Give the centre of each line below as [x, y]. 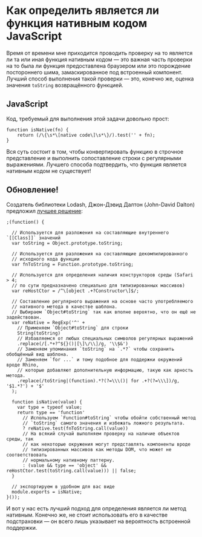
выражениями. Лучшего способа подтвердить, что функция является [96, 164]
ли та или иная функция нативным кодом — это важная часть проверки [99, 59]
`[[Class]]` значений [34, 238]
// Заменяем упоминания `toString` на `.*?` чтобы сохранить [96, 349]
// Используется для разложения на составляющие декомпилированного [100, 254]
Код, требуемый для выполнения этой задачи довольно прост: [88, 119]
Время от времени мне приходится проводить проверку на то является [99, 53]
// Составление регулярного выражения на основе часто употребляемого [103, 301]
